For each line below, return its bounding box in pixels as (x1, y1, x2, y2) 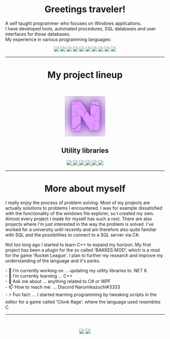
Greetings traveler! (45, 4, 125, 15)
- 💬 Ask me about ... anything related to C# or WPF (5, 278, 111, 284)
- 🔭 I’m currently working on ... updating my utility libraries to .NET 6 (5, 267, 147, 273)
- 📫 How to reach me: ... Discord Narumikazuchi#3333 (5, 284, 120, 290)
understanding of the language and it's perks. (5, 258, 101, 264)
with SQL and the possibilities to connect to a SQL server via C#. (5, 231, 140, 238)
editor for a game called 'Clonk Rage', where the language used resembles (5, 299, 161, 305)
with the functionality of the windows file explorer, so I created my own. (5, 210, 154, 216)
